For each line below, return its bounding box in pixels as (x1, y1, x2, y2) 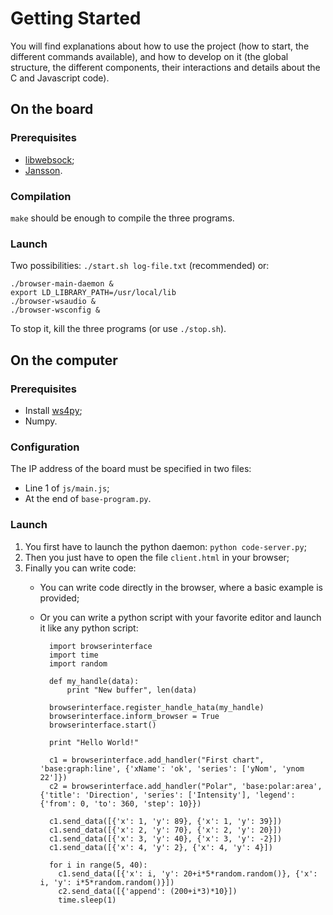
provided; (39, 592, 80, 604)
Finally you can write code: (24, 562, 137, 574)
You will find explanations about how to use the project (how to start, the (10, 40, 310, 52)
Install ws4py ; (24, 404, 83, 416)
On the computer (10, 352, 118, 369)
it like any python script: (39, 622, 139, 634)
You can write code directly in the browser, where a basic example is (39, 581, 323, 593)
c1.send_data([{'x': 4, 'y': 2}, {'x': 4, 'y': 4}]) (48, 842, 273, 852)
